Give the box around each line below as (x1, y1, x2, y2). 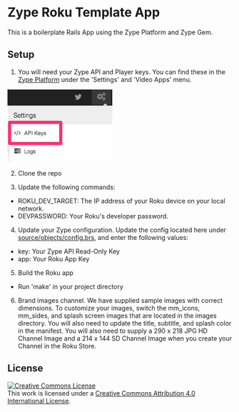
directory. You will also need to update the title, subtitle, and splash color (17, 318, 232, 327)
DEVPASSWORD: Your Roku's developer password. (17, 211, 169, 220)
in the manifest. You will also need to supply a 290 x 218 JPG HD (17, 326, 208, 335)
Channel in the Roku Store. (17, 341, 96, 350)
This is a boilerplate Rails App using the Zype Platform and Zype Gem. (7, 28, 213, 36)
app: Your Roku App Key (17, 254, 90, 263)
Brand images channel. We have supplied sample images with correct (17, 296, 223, 304)
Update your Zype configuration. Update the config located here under (17, 226, 227, 234)
